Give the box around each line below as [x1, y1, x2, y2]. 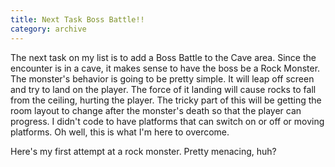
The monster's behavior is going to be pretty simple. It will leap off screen [10, 72, 315, 85]
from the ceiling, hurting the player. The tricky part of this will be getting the [10, 94, 322, 106]
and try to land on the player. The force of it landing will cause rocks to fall [10, 83, 317, 95]
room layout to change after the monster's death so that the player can [10, 104, 302, 116]
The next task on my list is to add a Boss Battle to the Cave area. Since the [10, 51, 317, 63]
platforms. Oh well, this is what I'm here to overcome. [10, 126, 230, 138]
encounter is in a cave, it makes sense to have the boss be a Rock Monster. [10, 62, 321, 74]
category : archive [10, 24, 87, 34]
